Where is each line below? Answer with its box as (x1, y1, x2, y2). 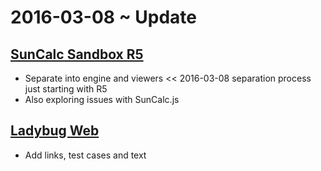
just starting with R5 (24, 83, 108, 95)
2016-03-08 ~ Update (10, 6, 198, 29)
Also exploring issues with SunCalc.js (24, 94, 180, 105)
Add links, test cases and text (24, 149, 147, 161)
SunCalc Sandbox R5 (10, 46, 144, 63)
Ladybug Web (10, 122, 100, 140)
